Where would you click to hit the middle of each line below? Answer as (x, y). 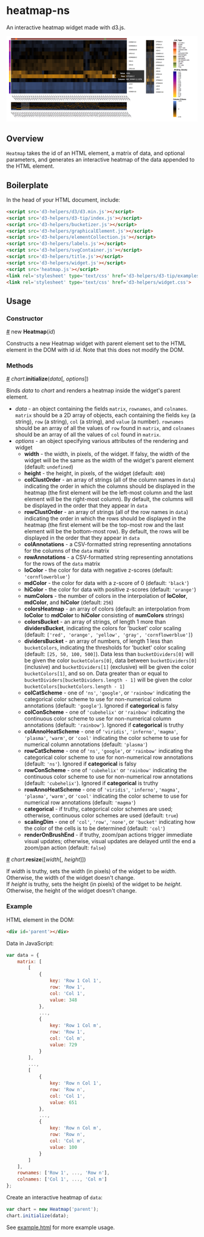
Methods (20, 366)
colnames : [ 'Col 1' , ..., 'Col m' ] (62, 1179)
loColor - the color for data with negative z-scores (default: (98, 570)
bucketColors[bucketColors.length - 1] (75, 687)
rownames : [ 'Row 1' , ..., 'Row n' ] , (64, 1173)
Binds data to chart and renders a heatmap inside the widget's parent (93, 391)
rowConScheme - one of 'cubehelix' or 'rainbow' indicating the (105, 770)
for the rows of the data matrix (62, 564)
